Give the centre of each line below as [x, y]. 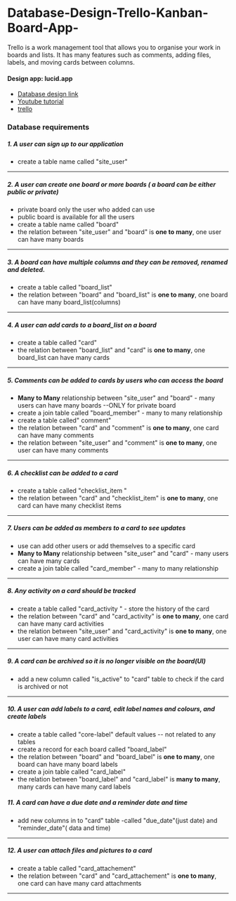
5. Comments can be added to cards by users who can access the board [115, 380]
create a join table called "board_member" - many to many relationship [120, 413]
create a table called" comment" [64, 420]
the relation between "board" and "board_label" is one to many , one [116, 756]
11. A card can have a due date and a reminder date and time [98, 803]
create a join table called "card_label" [72, 772]
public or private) [33, 192]
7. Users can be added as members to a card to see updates [97, 528]
